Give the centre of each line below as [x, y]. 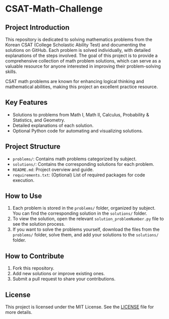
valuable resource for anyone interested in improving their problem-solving [83, 66]
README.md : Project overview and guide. [53, 169]
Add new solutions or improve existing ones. [59, 274]
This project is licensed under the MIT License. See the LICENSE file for [80, 307]
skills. [11, 72]
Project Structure [33, 147]
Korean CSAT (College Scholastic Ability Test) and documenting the [76, 45]
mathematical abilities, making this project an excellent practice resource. [81, 87]
